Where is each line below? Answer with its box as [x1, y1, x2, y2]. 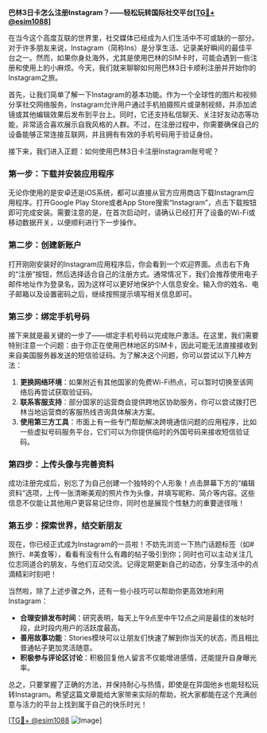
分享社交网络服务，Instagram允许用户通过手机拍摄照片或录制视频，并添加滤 [8, 99, 257, 109]
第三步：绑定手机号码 [8, 310, 90, 322]
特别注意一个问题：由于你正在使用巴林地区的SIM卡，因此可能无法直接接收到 [8, 340, 258, 349]
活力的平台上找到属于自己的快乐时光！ [21, 700, 148, 709]
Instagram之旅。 [8, 73, 62, 82]
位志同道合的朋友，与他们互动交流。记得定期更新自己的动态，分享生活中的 [8, 559, 252, 569]
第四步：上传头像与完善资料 [8, 458, 114, 470]
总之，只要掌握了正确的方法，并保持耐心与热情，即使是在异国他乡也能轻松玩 [8, 680, 259, 689]
